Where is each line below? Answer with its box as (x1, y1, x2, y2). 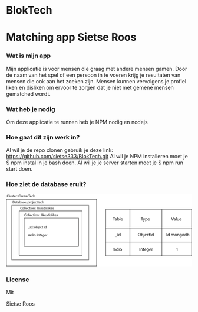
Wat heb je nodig (6, 105, 55, 113)
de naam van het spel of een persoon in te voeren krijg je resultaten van (6, 71, 181, 79)
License (6, 275, 29, 284)
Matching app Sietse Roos (6, 31, 137, 44)
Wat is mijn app (6, 51, 51, 60)
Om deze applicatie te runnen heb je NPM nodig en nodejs (6, 118, 148, 125)
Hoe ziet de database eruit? (6, 180, 87, 188)
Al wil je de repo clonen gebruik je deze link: (6, 147, 114, 154)
